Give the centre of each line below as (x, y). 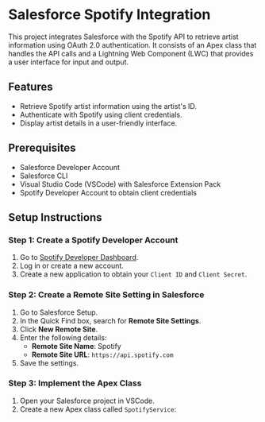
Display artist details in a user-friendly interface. (98, 123)
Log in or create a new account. (72, 266)
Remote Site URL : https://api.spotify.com (102, 354)
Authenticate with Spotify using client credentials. (101, 114)
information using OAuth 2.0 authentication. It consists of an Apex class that (132, 45)
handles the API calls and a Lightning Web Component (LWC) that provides (131, 53)
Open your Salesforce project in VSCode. (87, 401)
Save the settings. (49, 362)
